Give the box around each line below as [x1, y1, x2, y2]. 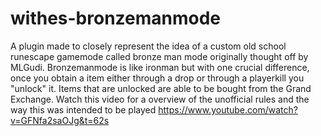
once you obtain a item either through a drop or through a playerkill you [10, 72, 305, 84]
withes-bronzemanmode [10, 7, 222, 30]
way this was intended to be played [10, 103, 157, 116]
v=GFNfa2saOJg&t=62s [10, 114, 110, 126]
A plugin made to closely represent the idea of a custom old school [10, 40, 287, 52]
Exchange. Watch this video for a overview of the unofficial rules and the [10, 93, 310, 105]
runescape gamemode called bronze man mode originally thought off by [10, 50, 309, 62]
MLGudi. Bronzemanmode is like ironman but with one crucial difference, [10, 61, 310, 73]
